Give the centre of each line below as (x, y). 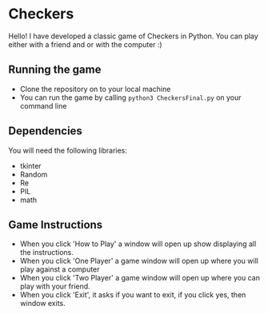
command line (43, 105)
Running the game (55, 70)
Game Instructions (56, 225)
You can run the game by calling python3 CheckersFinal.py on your (130, 97)
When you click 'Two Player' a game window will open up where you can (140, 278)
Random (34, 174)
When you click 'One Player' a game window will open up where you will (139, 261)
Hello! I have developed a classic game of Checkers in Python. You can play (133, 36)
